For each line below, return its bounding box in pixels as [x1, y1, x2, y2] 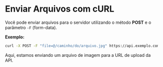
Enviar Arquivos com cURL [5, 3, 114, 15]
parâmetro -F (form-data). [5, 24, 57, 30]
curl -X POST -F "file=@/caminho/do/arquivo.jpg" [5, 43, 108, 48]
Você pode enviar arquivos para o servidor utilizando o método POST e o [5, 19, 151, 25]
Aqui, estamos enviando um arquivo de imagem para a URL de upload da [5, 52, 151, 58]
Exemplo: [5, 34, 25, 40]
